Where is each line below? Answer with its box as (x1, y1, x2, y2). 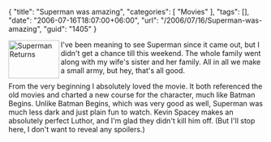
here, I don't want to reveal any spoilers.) (8, 125, 145, 134)
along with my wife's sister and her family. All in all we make (60, 57, 261, 67)
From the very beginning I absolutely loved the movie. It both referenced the (8, 81, 263, 91)
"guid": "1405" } (43, 24, 97, 33)
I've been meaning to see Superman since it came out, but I (60, 40, 260, 49)
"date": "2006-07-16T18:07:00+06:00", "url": (8, 15, 159, 25)
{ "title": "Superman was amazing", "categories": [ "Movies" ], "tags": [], (8, 7, 250, 16)
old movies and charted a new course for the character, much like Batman (8, 90, 256, 100)
